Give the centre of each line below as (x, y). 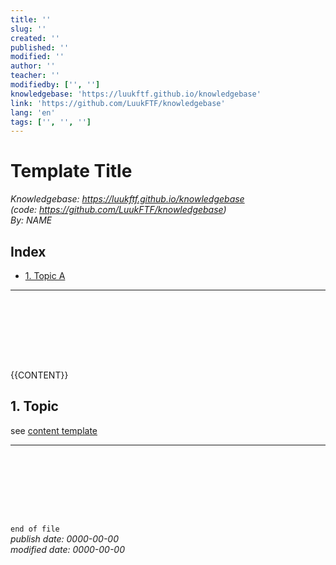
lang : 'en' (33, 112)
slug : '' (28, 29)
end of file (35, 529)
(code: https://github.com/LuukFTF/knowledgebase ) (118, 210)
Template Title (71, 171)
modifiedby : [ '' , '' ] (55, 85)
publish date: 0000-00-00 (64, 538)
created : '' (35, 38)
